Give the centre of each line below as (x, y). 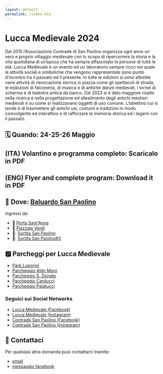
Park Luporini (26, 266)
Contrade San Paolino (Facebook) (46, 320)
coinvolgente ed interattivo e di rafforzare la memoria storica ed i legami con (81, 114)
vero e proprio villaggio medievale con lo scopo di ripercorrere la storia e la (80, 57)
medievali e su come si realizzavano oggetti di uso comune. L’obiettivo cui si (81, 103)
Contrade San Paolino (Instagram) (46, 325)
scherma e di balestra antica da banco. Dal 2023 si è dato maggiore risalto (80, 93)
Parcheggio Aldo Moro (35, 271)
